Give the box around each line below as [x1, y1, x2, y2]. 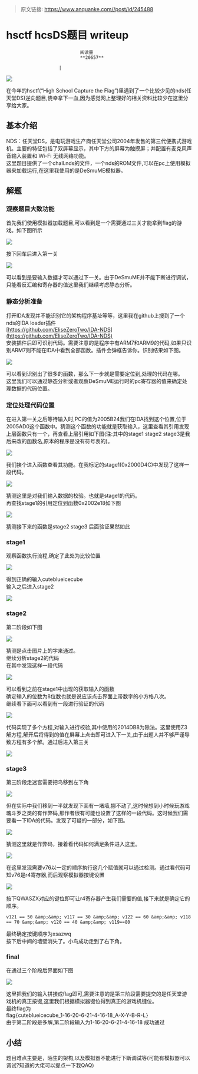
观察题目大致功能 [6, 205, 55, 213]
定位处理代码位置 [6, 401, 55, 409]
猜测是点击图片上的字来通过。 [6, 647, 78, 654]
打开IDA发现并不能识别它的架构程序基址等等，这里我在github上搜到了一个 [6, 312, 185, 319]
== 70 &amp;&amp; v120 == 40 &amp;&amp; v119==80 [6, 919, 131, 925]
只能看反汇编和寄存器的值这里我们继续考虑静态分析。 [6, 281, 136, 288]
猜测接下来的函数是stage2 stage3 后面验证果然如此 [6, 523, 131, 530]
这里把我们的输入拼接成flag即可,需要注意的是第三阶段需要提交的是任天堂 [6, 990, 183, 997]
